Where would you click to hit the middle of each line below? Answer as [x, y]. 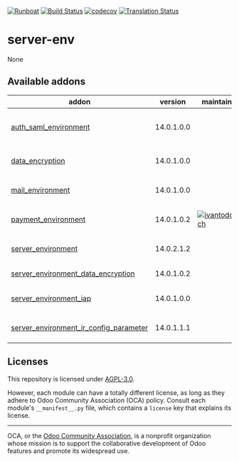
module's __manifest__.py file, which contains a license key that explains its [119, 408]
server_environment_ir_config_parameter [80, 327]
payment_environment [48, 219]
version [173, 102]
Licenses [28, 362]
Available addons [47, 82]
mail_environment [41, 190]
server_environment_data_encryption [73, 273]
